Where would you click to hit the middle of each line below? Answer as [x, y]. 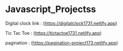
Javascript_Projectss [51, 9]
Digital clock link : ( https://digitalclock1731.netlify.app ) [61, 23]
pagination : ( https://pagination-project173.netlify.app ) [61, 43]
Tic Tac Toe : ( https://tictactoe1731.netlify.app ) [54, 33]
